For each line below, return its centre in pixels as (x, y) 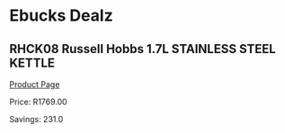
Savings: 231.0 (36, 119)
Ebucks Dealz (62, 16)
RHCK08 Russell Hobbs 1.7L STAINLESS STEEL (142, 49)
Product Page (35, 84)
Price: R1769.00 (38, 102)
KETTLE (32, 62)
